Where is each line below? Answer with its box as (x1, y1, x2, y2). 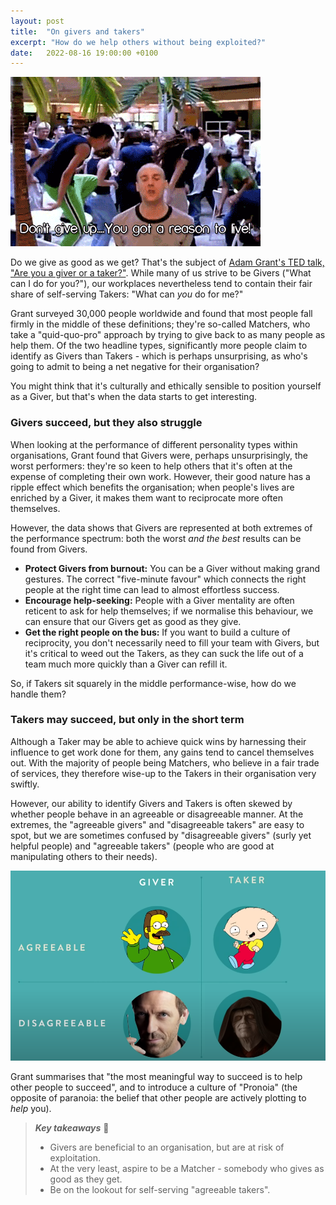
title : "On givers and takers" (10, 26, 145, 37)
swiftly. (10, 778, 40, 790)
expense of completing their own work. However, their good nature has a (10, 470, 311, 482)
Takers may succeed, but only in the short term (10, 713, 245, 727)
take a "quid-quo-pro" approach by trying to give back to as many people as (10, 329, 326, 341)
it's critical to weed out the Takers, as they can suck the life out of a (24, 647, 304, 659)
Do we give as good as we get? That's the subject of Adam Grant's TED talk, (10, 256, 325, 269)
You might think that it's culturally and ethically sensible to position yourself (10, 380, 322, 392)
